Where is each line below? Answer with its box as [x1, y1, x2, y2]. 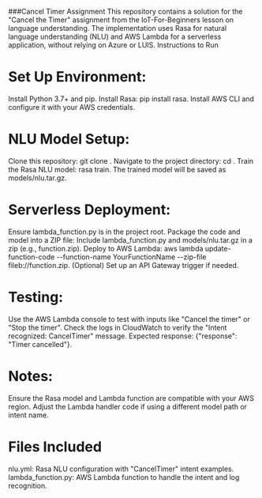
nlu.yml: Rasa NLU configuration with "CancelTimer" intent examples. [8, 464, 234, 473]
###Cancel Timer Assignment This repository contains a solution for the [8, 7, 243, 16]
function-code [8, 252, 55, 262]
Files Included [8, 438, 103, 455]
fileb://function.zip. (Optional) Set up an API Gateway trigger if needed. [8, 260, 239, 270]
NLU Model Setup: [8, 130, 130, 149]
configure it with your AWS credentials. [8, 102, 136, 111]
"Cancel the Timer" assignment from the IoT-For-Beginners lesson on [8, 15, 234, 25]
